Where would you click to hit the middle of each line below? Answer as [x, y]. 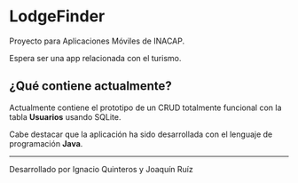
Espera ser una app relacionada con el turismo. [95, 58]
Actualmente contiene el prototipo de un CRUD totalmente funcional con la [145, 107]
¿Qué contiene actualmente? [91, 86]
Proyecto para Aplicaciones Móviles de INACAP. [97, 41]
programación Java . [46, 143]
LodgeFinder [57, 16]
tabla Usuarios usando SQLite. [65, 116]
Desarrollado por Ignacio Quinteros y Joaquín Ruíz [101, 169]
